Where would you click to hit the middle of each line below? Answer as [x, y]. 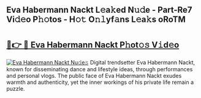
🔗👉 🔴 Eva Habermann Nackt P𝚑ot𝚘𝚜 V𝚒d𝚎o [93, 45]
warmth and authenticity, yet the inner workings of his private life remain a [100, 82]
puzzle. [16, 89]
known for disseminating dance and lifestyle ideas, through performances [100, 69]
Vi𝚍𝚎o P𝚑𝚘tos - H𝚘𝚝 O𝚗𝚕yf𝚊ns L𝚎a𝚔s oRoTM [96, 20]
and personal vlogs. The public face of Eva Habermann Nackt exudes [94, 76]
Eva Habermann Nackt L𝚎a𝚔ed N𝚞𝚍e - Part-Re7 [99, 10]
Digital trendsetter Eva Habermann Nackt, [142, 62]
